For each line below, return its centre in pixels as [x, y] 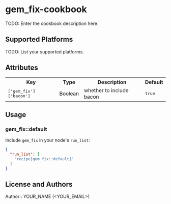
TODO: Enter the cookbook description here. [52, 23]
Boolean [69, 94]
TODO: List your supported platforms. [45, 51]
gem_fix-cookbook [46, 9]
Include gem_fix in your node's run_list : [48, 140]
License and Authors [39, 184]
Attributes [22, 68]
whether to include [106, 90]
